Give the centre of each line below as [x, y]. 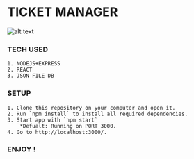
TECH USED [28, 49]
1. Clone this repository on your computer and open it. [91, 108]
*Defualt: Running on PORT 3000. [68, 126]
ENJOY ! [22, 149]
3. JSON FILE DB [31, 76]
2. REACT [20, 70]
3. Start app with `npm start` [52, 120]
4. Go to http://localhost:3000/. [57, 132]
